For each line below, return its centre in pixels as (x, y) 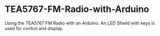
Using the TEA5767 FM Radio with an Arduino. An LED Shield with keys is (80, 23)
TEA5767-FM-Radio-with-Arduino (77, 9)
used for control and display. (34, 28)
